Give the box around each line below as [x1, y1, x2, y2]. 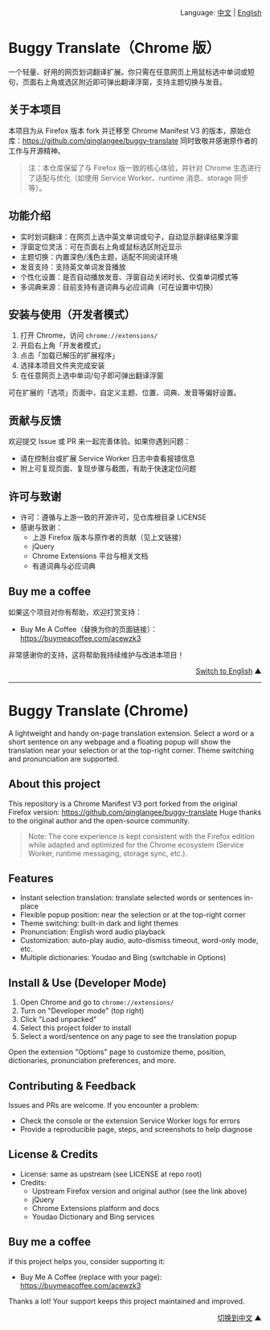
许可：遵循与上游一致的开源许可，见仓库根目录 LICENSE [19, 512, 207, 522]
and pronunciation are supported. [8, 753, 120, 763]
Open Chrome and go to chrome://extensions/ [19, 997, 174, 1008]
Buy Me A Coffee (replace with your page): [19, 1272, 162, 1282]
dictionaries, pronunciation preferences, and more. [8, 1056, 177, 1065]
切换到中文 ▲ [216, 1312, 262, 1322]
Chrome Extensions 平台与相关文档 [31, 551, 149, 560]
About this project [8, 778, 101, 791]
